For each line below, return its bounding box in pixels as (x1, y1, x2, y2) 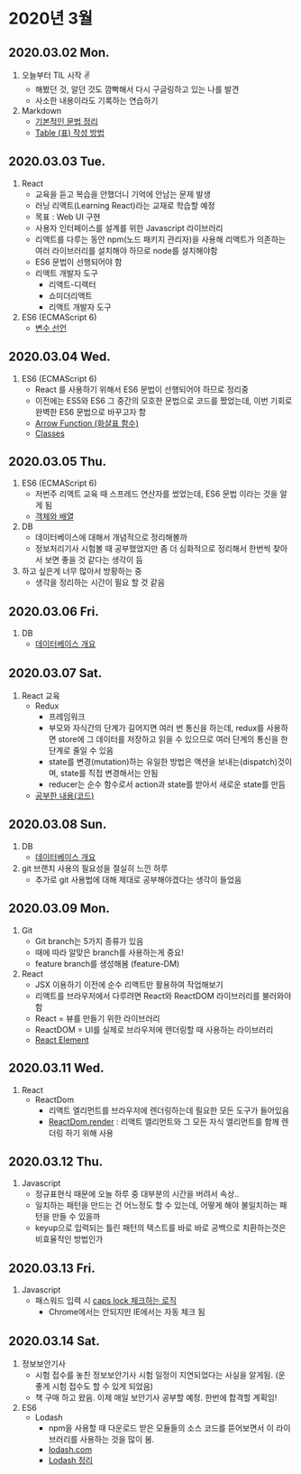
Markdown (21, 106, 62, 116)
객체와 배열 (34, 511, 74, 522)
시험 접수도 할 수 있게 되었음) (51, 1380, 154, 1391)
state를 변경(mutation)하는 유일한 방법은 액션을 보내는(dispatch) (48, 756, 278, 767)
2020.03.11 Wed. (8, 1061, 105, 1076)
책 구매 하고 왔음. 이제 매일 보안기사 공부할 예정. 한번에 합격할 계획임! (34, 1392, 278, 1403)
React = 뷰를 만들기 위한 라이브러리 (34, 1013, 160, 1024)
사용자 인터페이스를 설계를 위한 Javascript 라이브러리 (34, 222, 223, 233)
